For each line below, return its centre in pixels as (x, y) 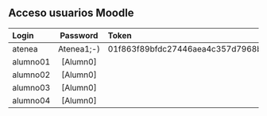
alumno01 (31, 61)
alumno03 (31, 87)
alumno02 (31, 75)
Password (79, 35)
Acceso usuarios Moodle (71, 13)
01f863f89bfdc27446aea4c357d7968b (185, 48)
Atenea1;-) (79, 48)
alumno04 (31, 100)
